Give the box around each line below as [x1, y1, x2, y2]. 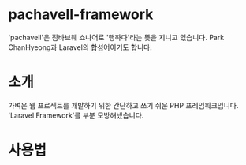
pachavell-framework [8, 6, 154, 24]
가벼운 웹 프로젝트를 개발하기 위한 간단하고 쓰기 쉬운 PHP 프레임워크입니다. [8, 100, 239, 110]
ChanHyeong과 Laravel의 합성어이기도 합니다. [8, 42, 152, 52]
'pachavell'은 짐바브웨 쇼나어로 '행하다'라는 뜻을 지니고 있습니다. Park [8, 32, 225, 42]
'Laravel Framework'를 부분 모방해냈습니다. [8, 111, 144, 120]
